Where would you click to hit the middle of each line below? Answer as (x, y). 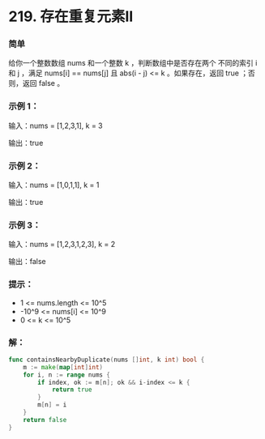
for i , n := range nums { (67, 375)
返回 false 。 (43, 83)
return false (45, 420)
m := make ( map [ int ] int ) (63, 367)
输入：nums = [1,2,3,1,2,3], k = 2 (62, 245)
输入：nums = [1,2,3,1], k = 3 (56, 126)
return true (72, 390)
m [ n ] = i (52, 405)
